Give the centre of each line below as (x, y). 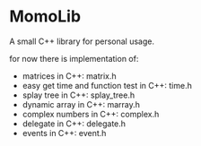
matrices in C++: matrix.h (69, 76)
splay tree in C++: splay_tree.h (79, 95)
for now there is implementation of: (74, 58)
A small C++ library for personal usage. (82, 41)
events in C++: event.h (64, 133)
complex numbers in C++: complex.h (91, 114)
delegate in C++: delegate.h (74, 124)
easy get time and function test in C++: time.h (107, 85)
